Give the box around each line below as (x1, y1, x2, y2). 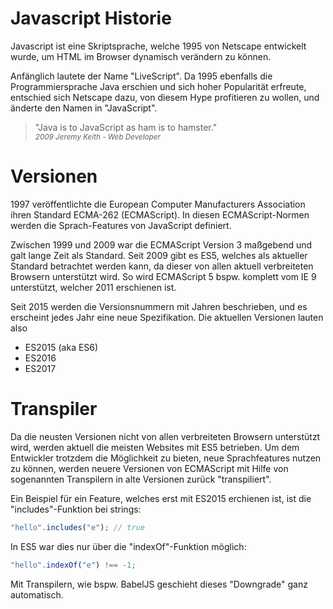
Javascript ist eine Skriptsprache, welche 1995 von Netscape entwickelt (10, 40, 307, 52)
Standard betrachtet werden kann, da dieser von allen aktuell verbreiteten (10, 260, 314, 272)
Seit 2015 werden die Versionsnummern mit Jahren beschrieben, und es (10, 300, 308, 312)
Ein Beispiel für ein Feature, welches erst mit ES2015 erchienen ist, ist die (10, 492, 312, 504)
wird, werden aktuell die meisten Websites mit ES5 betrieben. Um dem (10, 441, 300, 453)
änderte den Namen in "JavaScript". (10, 102, 158, 114)
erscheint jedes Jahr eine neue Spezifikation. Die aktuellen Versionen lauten (10, 311, 324, 323)
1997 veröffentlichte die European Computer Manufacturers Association (10, 198, 306, 210)
